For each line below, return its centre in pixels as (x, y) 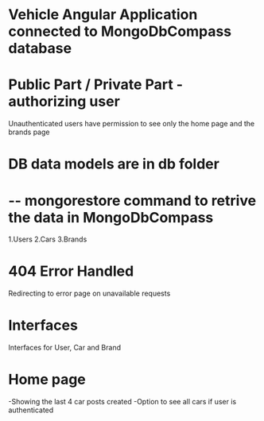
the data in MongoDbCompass (111, 217)
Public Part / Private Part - (96, 85)
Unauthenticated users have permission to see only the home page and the (132, 124)
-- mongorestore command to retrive (132, 201)
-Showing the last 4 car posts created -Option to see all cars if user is (122, 402)
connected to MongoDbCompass (120, 31)
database (40, 48)
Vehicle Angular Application (103, 15)
